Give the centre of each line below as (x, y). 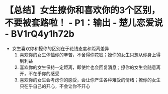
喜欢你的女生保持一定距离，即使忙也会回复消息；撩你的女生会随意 (88, 67)
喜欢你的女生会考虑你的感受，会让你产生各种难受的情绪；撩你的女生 (90, 80)
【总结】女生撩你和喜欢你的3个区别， (82, 10)
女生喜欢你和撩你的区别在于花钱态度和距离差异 (60, 48)
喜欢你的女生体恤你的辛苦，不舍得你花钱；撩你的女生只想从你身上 (88, 55)
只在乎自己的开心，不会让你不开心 (55, 86)
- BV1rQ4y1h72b (40, 34)
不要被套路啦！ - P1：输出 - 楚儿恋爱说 (84, 23)
